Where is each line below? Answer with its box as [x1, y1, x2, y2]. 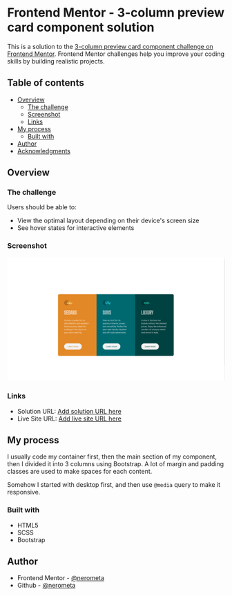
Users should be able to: [7, 203, 77, 211]
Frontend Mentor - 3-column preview [7, 5, 225, 21]
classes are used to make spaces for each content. [7, 468, 153, 476]
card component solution [7, 19, 155, 35]
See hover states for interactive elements [17, 224, 135, 232]
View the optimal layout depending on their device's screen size [17, 216, 200, 225]
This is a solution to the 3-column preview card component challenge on [7, 42, 214, 50]
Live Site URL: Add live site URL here [17, 414, 122, 423]
